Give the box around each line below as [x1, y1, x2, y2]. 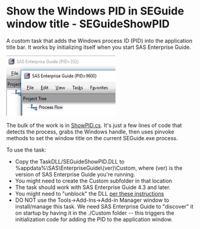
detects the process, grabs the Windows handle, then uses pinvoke [6, 128, 175, 135]
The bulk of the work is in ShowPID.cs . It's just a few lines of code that [6, 121, 182, 129]
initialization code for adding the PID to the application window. [15, 216, 173, 223]
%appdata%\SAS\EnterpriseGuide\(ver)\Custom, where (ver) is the [15, 164, 183, 172]
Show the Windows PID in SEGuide [6, 4, 184, 18]
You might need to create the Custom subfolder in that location [15, 177, 173, 184]
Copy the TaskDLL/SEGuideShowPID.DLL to [15, 158, 125, 165]
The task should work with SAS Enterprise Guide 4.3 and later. [15, 183, 171, 191]
